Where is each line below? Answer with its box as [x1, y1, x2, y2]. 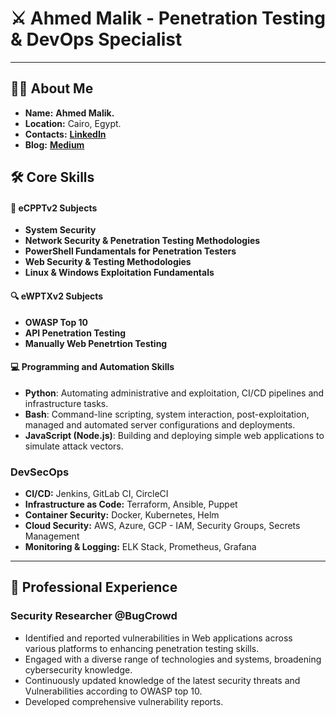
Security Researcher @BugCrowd [10, 609, 178, 623]
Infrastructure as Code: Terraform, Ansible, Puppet [24, 498, 238, 511]
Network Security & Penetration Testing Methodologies [24, 235, 261, 247]
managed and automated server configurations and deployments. [24, 418, 296, 431]
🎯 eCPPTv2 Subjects [10, 202, 98, 214]
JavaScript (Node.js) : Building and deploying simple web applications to [24, 429, 325, 441]
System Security [24, 224, 97, 236]
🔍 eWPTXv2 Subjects [10, 290, 104, 302]
